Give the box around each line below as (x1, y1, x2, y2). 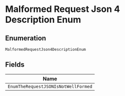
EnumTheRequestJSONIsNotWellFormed (7, 84, 92, 89)
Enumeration (5, 34, 46, 42)
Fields (5, 61, 25, 69)
